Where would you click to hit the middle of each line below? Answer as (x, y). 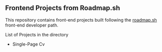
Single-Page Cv (28, 44)
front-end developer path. (32, 25)
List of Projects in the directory (37, 34)
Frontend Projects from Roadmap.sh (63, 8)
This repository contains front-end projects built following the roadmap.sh (81, 20)
